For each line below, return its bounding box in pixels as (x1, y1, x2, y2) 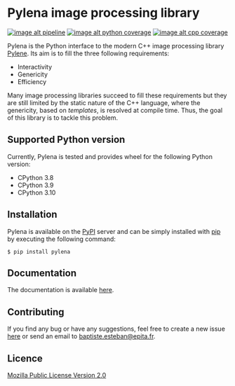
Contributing (7, 306, 65, 318)
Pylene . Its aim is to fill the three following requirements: (7, 49, 170, 57)
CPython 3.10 (17, 188, 56, 197)
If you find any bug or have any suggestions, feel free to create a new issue (7, 324, 226, 333)
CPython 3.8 (17, 173, 54, 181)
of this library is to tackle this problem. (7, 113, 119, 122)
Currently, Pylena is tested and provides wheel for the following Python (7, 152, 213, 160)
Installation (7, 209, 58, 221)
